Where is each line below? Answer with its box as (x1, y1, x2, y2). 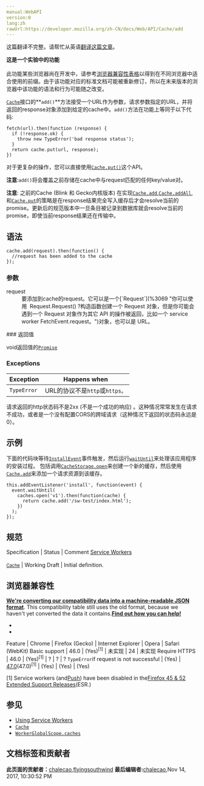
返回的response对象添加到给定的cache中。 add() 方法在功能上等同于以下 (6, 106, 186, 113)
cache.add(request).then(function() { (6, 248, 104, 254)
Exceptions (6, 359, 41, 368)
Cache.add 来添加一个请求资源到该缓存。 (6, 470, 106, 477)
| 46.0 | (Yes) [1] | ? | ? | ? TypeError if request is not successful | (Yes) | (6, 654, 181, 662)
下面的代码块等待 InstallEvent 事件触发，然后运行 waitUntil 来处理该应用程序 (6, 455, 197, 462)
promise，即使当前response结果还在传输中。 (6, 212, 120, 219)
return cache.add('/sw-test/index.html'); (22, 498, 132, 504)
